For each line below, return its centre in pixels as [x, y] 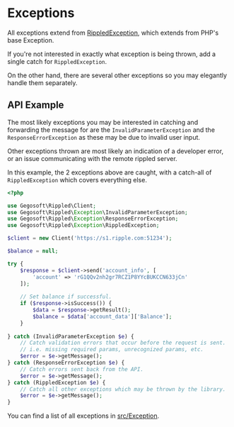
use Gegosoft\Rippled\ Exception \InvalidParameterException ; [98, 212]
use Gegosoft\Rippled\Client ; [52, 206]
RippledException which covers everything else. [77, 179]
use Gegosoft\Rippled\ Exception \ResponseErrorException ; [93, 219]
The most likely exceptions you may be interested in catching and [103, 122]
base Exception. [31, 40]
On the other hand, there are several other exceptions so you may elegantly [117, 75]
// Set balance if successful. [66, 297]
